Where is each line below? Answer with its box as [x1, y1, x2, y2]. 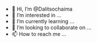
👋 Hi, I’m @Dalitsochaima [11, 6, 73, 12]
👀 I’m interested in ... [11, 12, 62, 19]
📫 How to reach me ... [11, 31, 66, 37]
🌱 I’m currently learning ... [11, 18, 75, 24]
